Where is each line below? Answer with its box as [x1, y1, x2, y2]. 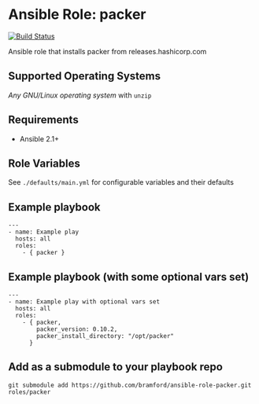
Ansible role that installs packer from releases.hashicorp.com [8, 46, 207, 56]
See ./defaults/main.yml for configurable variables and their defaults [8, 178, 235, 187]
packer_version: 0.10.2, [36, 325, 118, 333]
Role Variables [8, 156, 80, 170]
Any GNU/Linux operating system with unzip [8, 90, 152, 100]
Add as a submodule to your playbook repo [8, 360, 223, 374]
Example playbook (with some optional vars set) [8, 270, 250, 284]
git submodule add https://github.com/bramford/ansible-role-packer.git [8, 381, 252, 389]
